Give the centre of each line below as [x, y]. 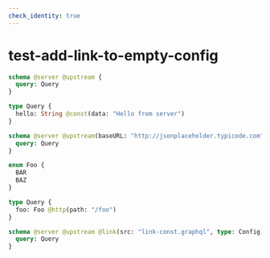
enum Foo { [27, 166]
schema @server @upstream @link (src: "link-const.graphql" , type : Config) [136, 231]
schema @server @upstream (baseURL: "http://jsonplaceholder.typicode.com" [136, 136]
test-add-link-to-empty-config [113, 55]
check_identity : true [45, 16]
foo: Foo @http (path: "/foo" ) [66, 210]
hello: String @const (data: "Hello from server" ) [100, 114]
